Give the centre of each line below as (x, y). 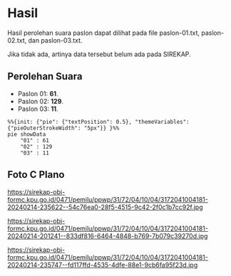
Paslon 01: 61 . (38, 93)
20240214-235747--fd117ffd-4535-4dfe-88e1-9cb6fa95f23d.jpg (103, 265)
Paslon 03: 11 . (38, 109)
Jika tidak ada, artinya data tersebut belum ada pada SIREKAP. (99, 54)
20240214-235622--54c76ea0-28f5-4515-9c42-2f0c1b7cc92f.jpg (105, 207)
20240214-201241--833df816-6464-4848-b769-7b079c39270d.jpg (108, 235)
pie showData (27, 134)
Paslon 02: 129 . (41, 101)
